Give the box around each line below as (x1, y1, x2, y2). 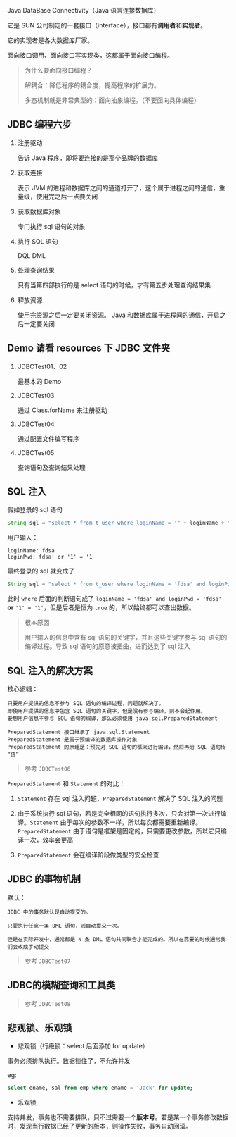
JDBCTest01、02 (17, 362, 67, 371)
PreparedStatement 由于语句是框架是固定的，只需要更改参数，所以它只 (17, 827, 221, 835)
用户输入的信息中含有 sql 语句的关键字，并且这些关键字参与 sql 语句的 (24, 633, 228, 642)
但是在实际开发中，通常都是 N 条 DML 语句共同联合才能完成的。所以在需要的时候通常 (7, 936, 221, 943)
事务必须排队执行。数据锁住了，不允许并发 (7, 1057, 131, 1065)
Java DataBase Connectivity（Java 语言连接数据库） (7, 6, 160, 14)
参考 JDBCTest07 (24, 957, 71, 965)
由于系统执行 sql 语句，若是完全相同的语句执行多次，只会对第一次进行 (17, 809, 221, 817)
